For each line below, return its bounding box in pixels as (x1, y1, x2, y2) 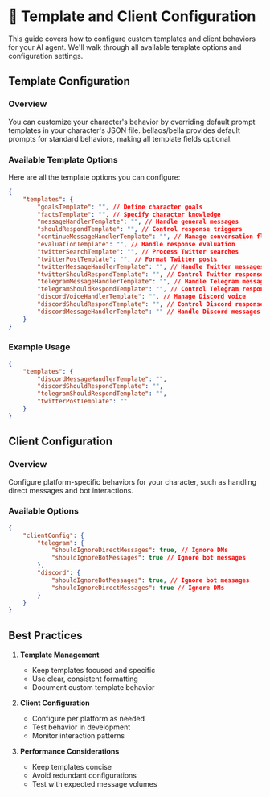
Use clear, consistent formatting (31, 674, 138, 683)
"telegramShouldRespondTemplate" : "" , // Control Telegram (37, 285, 239, 293)
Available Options (8, 506, 79, 517)
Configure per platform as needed (31, 714, 145, 724)
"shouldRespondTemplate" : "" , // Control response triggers (37, 225, 243, 233)
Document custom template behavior (31, 683, 155, 692)
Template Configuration (8, 74, 130, 88)
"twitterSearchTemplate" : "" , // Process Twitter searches (37, 247, 239, 256)
